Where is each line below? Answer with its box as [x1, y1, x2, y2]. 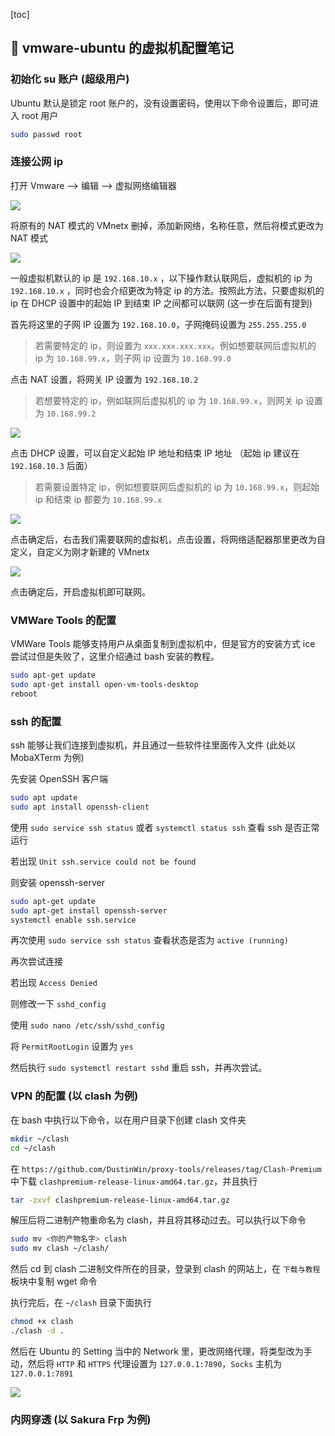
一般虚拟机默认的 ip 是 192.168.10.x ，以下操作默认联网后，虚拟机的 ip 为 [10, 272, 313, 284]
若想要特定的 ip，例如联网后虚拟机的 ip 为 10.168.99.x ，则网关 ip [34, 394, 304, 406]
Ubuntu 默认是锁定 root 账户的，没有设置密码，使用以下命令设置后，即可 [10, 97, 310, 109]
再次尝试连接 [10, 955, 63, 968]
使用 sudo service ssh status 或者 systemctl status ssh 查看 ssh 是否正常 [10, 821, 320, 833]
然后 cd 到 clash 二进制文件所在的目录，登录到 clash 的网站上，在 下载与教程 [10, 1263, 321, 1275]
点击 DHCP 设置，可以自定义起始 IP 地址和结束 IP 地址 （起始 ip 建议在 [10, 447, 300, 459]
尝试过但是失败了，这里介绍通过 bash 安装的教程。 [10, 650, 220, 663]
